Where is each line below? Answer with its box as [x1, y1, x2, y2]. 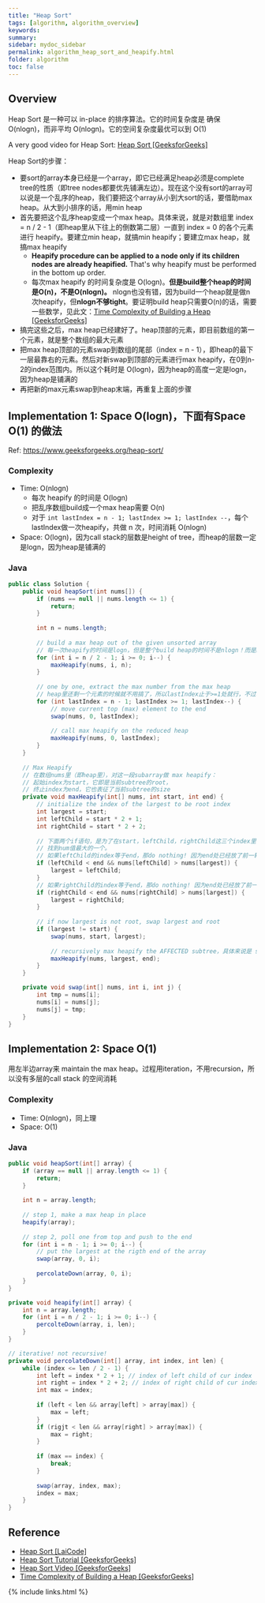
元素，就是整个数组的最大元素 [26, 335, 124, 344]
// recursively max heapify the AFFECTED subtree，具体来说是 [50, 947, 252, 955]
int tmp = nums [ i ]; [36, 991, 101, 999]
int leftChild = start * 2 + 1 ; [36, 815, 144, 823]
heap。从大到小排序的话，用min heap [19, 202, 143, 212]
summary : [8, 33, 37, 42]
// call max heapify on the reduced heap [50, 727, 189, 735]
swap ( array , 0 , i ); [36, 1255, 101, 1263]
